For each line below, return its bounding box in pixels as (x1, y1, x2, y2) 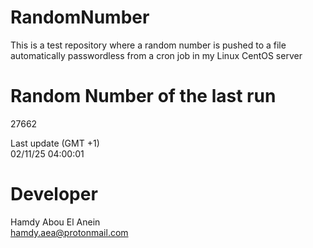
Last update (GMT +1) (10, 137, 100, 149)
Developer (10, 183, 98, 206)
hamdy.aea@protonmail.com (10, 226, 129, 238)
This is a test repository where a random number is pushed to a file (10, 39, 287, 51)
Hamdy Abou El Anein (10, 216, 101, 228)
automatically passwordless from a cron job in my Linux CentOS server (10, 49, 303, 61)
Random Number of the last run (10, 85, 277, 108)
